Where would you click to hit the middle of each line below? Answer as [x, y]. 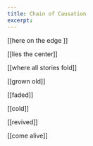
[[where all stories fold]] [42, 67]
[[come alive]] [27, 135]
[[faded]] [20, 95]
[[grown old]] [26, 81]
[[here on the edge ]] [38, 40]
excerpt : [20, 20]
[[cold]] [18, 108]
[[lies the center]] [32, 54]
